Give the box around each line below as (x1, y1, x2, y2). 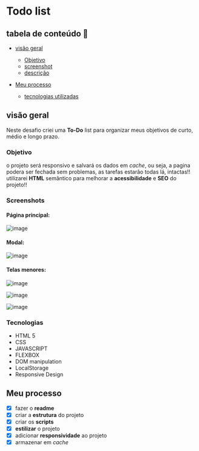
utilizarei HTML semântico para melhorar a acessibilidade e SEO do (6, 175, 177, 182)
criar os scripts (15, 418, 54, 426)
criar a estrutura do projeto (15, 411, 84, 418)
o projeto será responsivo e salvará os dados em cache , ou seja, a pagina (6, 162, 191, 169)
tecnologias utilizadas (24, 93, 79, 100)
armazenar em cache (15, 439, 69, 446)
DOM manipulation (15, 358, 62, 365)
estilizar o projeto (15, 425, 60, 432)
